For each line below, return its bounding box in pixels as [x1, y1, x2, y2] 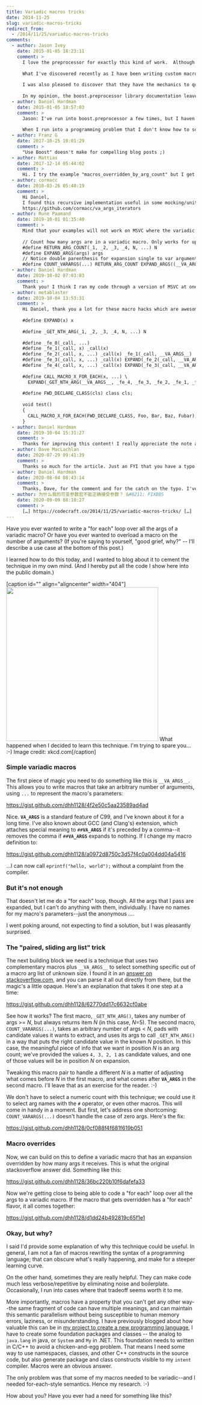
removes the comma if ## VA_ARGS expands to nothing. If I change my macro [6, 832, 192, 839]
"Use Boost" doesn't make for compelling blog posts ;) [22, 149, 165, 155]
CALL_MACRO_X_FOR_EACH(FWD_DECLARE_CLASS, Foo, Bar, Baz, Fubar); [28, 413, 198, 419]
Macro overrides [6, 1139, 56, 1148]
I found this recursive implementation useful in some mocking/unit [22, 200, 198, 206]
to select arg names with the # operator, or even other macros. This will [6, 1100, 182, 1107]
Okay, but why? [6, 1229, 53, 1237]
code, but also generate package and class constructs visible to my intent [6, 1356, 191, 1363]
